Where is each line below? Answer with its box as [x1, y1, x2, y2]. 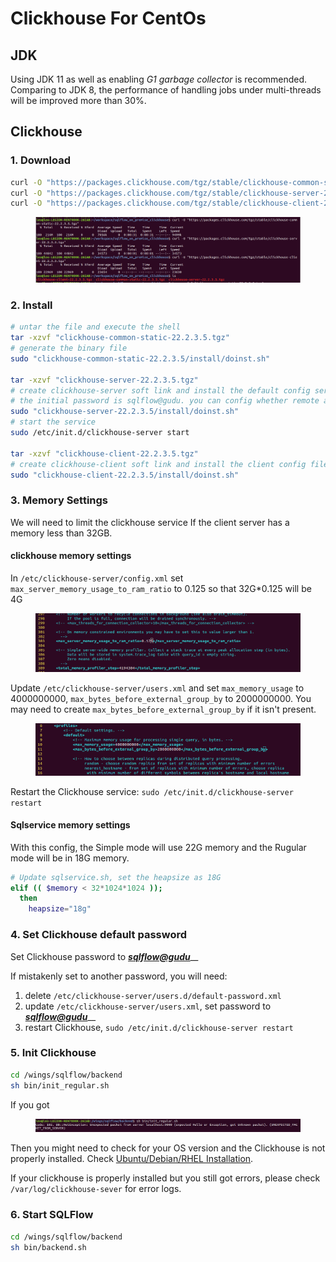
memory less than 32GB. [10, 527, 113, 539]
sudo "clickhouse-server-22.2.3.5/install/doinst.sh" [10, 407, 240, 417]
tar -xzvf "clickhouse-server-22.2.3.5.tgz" [10, 375, 199, 385]
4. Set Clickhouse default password [10, 928, 187, 942]
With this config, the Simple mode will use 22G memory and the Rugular [10, 841, 307, 853]
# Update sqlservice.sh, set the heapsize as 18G [10, 872, 222, 882]
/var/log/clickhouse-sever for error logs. [10, 1183, 182, 1195]
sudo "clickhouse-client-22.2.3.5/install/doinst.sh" [10, 470, 240, 480]
